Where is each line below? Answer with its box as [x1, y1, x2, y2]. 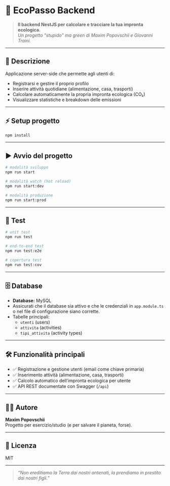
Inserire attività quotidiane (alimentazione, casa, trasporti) [12, 86, 133, 92]
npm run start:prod [5, 198, 47, 203]
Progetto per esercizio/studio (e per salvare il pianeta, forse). [5, 422, 133, 428]
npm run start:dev [5, 183, 44, 188]
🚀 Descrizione [5, 57, 51, 66]
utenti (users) [20, 319, 51, 326]
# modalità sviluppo [5, 165, 49, 170]
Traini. [17, 38, 31, 44]
